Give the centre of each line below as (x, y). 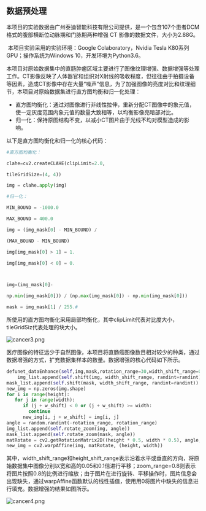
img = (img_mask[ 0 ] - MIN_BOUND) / (52, 230)
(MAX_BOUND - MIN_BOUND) (38, 241)
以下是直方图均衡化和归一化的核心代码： (57, 141)
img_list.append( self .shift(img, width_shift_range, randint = (98, 377)
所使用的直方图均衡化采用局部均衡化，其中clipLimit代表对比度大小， (92, 320)
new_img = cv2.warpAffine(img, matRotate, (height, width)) (85, 446)
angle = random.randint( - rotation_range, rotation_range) (82, 423)
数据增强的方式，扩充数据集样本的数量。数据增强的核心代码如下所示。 (95, 360)
